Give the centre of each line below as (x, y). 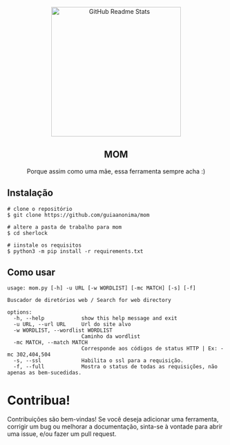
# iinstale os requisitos (44, 245)
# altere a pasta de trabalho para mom (65, 227)
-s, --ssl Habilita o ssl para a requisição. (99, 361)
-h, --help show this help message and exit (95, 319)
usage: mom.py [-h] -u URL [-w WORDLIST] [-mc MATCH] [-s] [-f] (102, 288)
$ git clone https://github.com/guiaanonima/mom (78, 215)
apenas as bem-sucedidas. (44, 373)
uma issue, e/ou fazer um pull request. (62, 434)
